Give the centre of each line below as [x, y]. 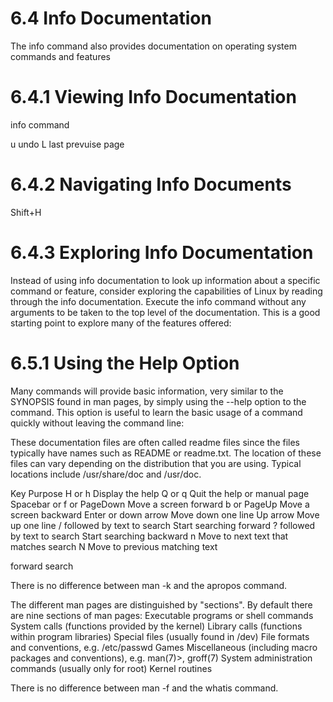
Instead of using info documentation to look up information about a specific [165, 280]
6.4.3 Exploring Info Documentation [162, 253]
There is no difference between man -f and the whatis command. [144, 688]
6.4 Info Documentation [111, 18]
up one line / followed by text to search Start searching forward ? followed [163, 525]
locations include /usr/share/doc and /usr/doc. [106, 474]
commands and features [60, 56]
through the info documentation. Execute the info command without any [158, 301]
